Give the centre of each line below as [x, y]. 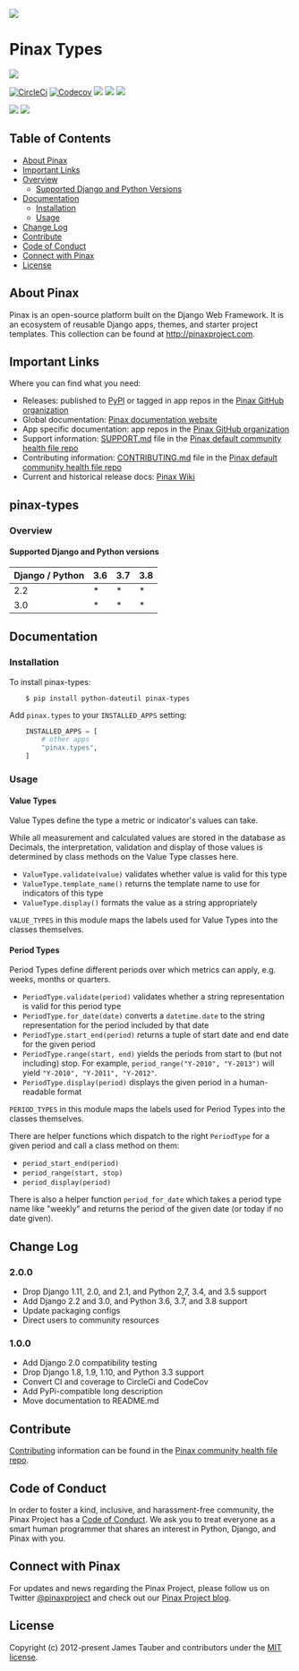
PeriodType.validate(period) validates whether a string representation [153, 997]
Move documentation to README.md [90, 1401]
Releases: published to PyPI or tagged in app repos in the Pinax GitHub [153, 401]
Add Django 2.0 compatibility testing [90, 1363]
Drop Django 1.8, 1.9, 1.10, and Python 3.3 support [113, 1372]
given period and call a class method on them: [94, 1145]
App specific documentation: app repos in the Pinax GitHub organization [156, 429]
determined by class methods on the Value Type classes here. [124, 857]
